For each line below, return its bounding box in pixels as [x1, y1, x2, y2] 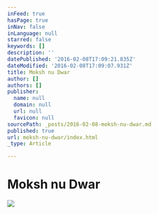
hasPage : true [7, 17, 49, 24]
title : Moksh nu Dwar [7, 69, 71, 76]
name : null [13, 95, 45, 102]
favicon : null [13, 114, 55, 121]
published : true [7, 127, 55, 134]
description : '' [7, 50, 55, 57]
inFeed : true [7, 10, 45, 17]
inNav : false [7, 23, 45, 30]
